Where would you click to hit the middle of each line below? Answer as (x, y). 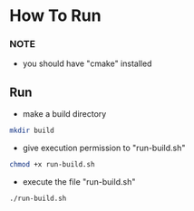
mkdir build (32, 131)
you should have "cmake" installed (87, 63)
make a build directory (64, 114)
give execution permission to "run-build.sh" (104, 148)
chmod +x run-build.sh (52, 165)
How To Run (55, 16)
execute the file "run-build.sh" (79, 182)
